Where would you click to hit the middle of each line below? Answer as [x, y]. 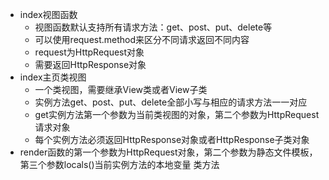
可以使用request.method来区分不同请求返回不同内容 [142, 39]
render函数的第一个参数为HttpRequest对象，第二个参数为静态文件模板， [168, 152]
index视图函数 [48, 14]
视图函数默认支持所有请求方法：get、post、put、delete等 [153, 27]
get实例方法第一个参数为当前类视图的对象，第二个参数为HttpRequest [177, 114]
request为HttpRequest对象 [89, 52]
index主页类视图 [53, 77]
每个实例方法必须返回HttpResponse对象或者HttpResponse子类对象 [172, 139]
